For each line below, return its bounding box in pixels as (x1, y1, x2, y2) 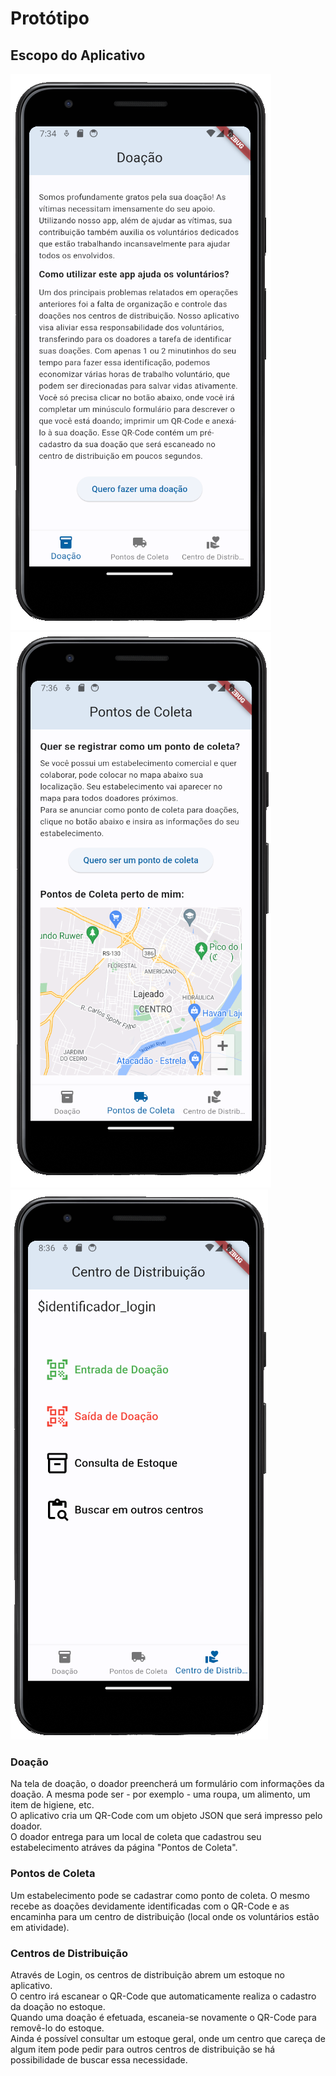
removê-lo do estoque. (10, 2022, 105, 2034)
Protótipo (10, 7, 90, 30)
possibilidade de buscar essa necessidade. (10, 2053, 188, 2066)
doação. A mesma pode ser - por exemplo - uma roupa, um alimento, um (10, 1788, 311, 1801)
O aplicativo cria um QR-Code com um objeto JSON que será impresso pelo (10, 1810, 323, 1822)
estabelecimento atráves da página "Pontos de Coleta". (10, 1842, 238, 1854)
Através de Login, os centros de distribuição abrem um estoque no (10, 1968, 285, 1981)
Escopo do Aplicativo (10, 47, 146, 64)
